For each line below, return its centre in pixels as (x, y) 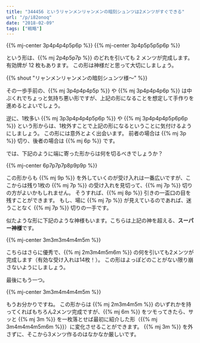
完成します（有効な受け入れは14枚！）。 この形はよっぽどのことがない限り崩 (100, 260)
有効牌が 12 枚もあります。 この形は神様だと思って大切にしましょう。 (92, 65)
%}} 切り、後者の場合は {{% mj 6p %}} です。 (62, 141)
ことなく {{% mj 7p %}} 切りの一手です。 (61, 208)
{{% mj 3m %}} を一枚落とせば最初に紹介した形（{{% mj (87, 319)
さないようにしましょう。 (37, 268)
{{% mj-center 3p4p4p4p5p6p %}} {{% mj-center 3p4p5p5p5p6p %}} (93, 45)
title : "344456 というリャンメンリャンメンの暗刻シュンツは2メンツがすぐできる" (96, 12)
